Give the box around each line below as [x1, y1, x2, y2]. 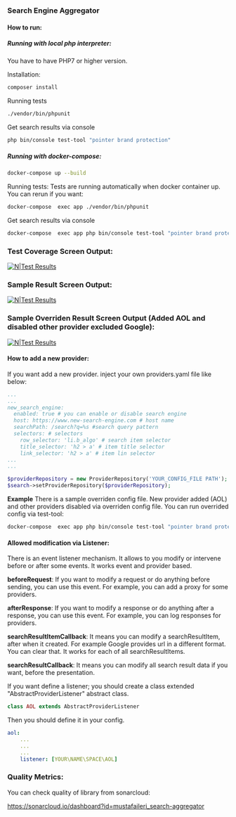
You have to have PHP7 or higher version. [7, 57, 128, 65]
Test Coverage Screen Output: [7, 246, 114, 256]
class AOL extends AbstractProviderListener [7, 703, 140, 710]
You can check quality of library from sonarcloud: [7, 788, 151, 797]
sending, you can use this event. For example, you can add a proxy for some [7, 583, 228, 591]
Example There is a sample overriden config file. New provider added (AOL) [7, 495, 228, 503]
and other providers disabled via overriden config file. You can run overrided [7, 502, 229, 511]
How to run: [7, 23, 42, 32]
